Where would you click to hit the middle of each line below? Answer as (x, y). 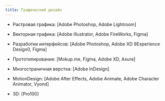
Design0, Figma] (30, 49)
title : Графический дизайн (34, 10)
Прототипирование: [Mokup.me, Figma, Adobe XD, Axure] (74, 59)
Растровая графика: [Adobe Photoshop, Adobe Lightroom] (74, 24)
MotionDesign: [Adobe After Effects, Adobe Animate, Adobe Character (86, 78)
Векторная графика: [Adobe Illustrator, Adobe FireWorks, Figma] (80, 34)
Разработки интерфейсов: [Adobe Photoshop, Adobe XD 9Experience (86, 44)
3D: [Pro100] (25, 93)
